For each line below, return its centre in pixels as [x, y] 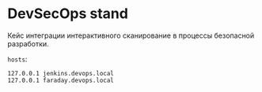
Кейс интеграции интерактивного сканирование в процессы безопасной [131, 35]
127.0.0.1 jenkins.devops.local [61, 73]
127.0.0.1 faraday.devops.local [61, 80]
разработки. [28, 43]
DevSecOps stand [68, 14]
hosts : [17, 59]
